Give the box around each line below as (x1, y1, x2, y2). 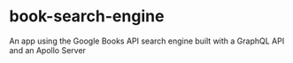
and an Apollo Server (9, 44, 87, 55)
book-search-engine (9, 6, 165, 27)
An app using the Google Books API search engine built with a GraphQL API (9, 35, 285, 46)
